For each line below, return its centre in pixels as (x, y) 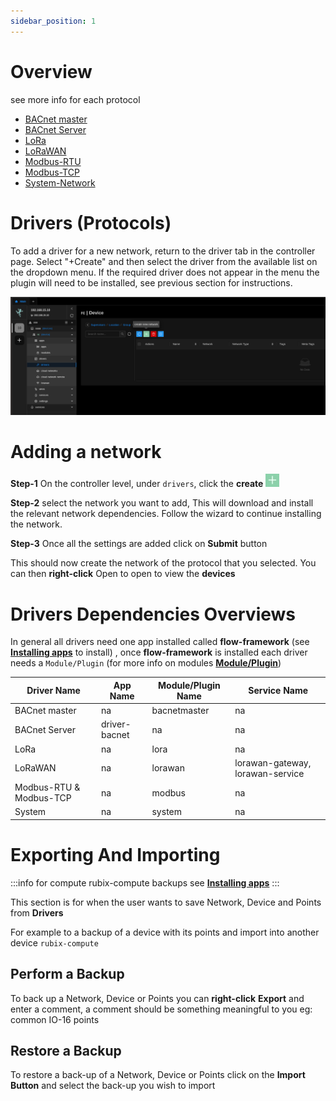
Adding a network (86, 451)
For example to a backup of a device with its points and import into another (165, 932)
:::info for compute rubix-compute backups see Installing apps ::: (145, 882)
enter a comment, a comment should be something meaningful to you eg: (161, 1009)
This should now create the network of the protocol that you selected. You (163, 563)
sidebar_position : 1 (53, 21)
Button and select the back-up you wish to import (113, 1086)
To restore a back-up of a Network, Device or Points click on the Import (158, 1075)
